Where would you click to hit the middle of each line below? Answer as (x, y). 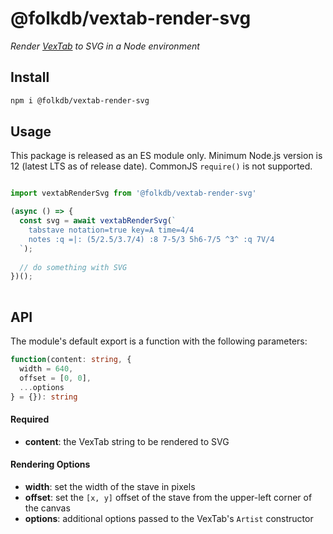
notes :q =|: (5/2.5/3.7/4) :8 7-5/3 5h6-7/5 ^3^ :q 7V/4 (151, 239)
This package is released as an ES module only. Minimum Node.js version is (166, 156)
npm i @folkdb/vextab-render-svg (80, 100)
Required (30, 419)
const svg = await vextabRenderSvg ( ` (98, 221)
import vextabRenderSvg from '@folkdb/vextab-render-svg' (133, 193)
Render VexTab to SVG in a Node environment (105, 46)
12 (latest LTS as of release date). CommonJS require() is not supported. (161, 166)
